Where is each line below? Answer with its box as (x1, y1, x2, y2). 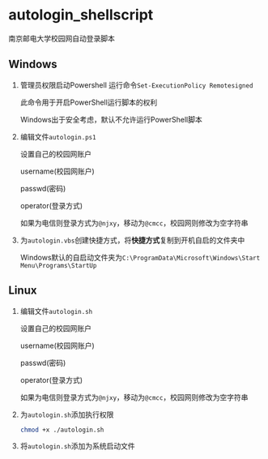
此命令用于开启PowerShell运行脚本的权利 (19, 97, 158, 107)
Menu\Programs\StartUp (19, 261, 97, 269)
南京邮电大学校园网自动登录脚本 (8, 33, 115, 43)
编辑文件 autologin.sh (19, 306, 93, 315)
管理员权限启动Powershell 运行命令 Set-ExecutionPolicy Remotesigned (19, 79, 253, 90)
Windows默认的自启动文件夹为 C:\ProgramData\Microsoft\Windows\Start (19, 252, 261, 262)
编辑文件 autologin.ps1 (19, 131, 96, 141)
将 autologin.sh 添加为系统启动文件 (19, 441, 135, 451)
